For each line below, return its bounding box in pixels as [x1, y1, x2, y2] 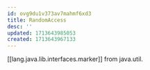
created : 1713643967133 [7, 36, 76, 43]
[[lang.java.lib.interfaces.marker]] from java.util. [7, 55, 144, 63]
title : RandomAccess [7, 17, 67, 24]
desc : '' [7, 23, 33, 30]
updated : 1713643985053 [7, 29, 76, 37]
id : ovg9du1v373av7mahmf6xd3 [7, 10, 92, 17]
